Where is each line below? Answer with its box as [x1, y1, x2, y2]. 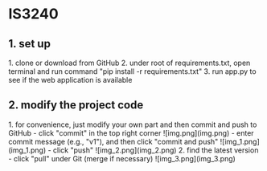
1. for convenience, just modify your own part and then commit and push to [8, 120, 257, 129]
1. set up [8, 37, 51, 51]
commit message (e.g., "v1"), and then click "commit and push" [8, 136, 219, 146]
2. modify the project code [8, 98, 144, 112]
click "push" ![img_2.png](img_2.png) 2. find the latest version [52, 145, 259, 155]
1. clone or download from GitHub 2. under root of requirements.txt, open [8, 58, 251, 67]
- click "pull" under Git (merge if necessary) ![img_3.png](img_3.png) [8, 153, 236, 163]
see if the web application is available [8, 75, 133, 84]
